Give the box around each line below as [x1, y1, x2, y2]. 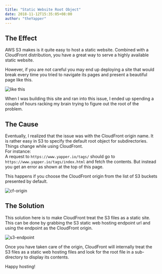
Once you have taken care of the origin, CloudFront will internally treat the [5, 243, 152, 250]
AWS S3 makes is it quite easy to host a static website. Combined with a [5, 47, 149, 53]
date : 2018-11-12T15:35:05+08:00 [5, 12, 73, 16]
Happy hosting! [5, 263, 35, 269]
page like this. [5, 77, 33, 83]
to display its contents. [24, 254, 69, 260]
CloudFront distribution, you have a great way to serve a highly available [5, 52, 149, 58]
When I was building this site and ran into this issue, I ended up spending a [5, 96, 154, 102]
